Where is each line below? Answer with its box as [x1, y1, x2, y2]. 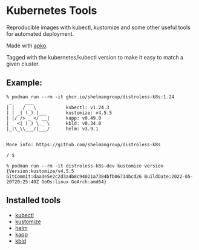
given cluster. [6, 60, 41, 67]
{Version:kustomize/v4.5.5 [6, 168, 74, 174]
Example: [6, 78, 42, 88]
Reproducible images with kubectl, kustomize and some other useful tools [6, 24, 191, 31]
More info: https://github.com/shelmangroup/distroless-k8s [6, 141, 161, 147]
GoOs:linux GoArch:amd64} [41, 178, 107, 185]
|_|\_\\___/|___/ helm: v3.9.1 [6, 126, 99, 132]
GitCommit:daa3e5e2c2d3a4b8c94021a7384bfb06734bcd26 [6, 174, 142, 180]
